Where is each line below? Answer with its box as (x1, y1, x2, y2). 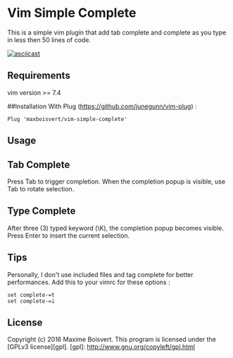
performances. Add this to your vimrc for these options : (7, 278, 170, 286)
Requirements (7, 70, 70, 82)
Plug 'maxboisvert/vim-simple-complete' (7, 115, 128, 122)
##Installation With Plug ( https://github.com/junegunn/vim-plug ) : (7, 102, 197, 110)
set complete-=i (7, 298, 55, 305)
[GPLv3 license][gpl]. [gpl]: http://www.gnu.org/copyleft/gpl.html (7, 343, 196, 351)
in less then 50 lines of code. (7, 35, 92, 44)
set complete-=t (7, 291, 55, 298)
